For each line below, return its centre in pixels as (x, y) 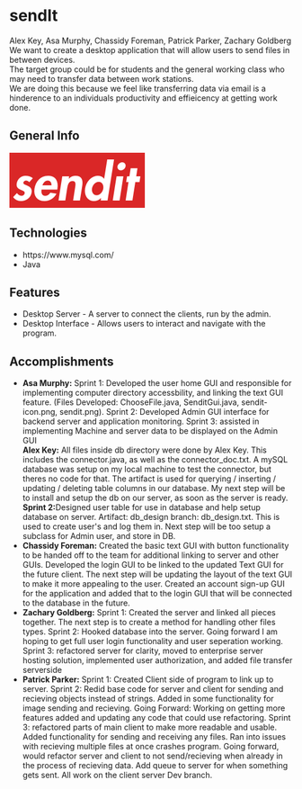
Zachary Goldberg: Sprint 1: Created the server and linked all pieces (149, 613)
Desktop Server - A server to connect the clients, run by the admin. (147, 314)
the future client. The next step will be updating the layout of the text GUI (157, 574)
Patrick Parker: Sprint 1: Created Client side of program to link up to (148, 679)
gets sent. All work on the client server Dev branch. (117, 776)
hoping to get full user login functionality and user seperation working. (152, 641)
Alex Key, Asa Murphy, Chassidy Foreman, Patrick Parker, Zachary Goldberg (151, 40)
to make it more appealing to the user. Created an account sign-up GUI (153, 584)
